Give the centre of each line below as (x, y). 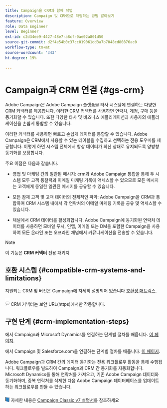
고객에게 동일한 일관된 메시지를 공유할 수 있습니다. (66, 187)
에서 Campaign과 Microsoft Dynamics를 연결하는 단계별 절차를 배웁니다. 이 (79, 334)
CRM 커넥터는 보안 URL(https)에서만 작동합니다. (58, 304)
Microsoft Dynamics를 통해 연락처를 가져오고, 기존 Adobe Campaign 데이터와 (82, 374)
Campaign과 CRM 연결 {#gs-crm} (75, 90)
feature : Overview (24, 21)
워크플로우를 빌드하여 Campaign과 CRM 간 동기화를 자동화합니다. (80, 368)
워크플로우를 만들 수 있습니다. (43, 387)
